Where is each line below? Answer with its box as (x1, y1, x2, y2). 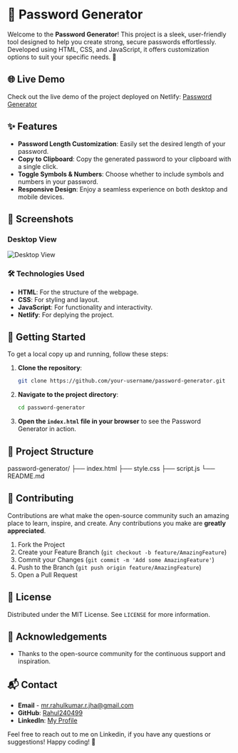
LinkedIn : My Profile (17, 716, 78, 725)
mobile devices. (17, 192, 65, 201)
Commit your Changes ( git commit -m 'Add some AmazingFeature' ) (17, 555, 215, 564)
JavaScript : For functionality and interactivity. (17, 303, 153, 311)
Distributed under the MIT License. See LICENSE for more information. (7, 610, 210, 618)
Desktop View (7, 234, 57, 244)
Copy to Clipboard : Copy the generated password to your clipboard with (17, 155, 232, 163)
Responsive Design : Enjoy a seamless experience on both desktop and (17, 185, 228, 193)
